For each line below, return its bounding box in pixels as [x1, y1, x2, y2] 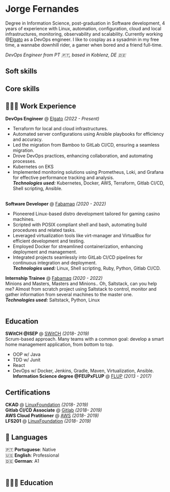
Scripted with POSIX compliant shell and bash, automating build [12, 221, 147, 228]
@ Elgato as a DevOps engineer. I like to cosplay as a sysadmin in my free [5, 36, 159, 43]
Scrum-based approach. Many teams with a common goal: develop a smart [5, 336, 164, 342]
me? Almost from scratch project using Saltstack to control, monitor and [5, 285, 157, 292]
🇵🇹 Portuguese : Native [5, 446, 56, 453]
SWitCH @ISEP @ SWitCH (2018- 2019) [5, 331, 89, 337]
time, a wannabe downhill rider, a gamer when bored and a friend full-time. [5, 42, 163, 48]
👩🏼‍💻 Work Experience [5, 102, 77, 111]
